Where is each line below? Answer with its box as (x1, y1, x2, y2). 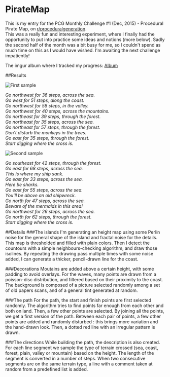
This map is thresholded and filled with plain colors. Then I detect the (5, 240, 150, 246)
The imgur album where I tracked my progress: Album (5, 62, 118, 68)
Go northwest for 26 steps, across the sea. (5, 208, 95, 214)
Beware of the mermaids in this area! (5, 203, 83, 209)
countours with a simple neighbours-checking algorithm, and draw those (5, 245, 158, 251)
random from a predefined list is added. (5, 366, 88, 372)
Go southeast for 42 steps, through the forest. (5, 160, 101, 166)
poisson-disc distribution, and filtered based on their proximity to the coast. (5, 276, 163, 282)
